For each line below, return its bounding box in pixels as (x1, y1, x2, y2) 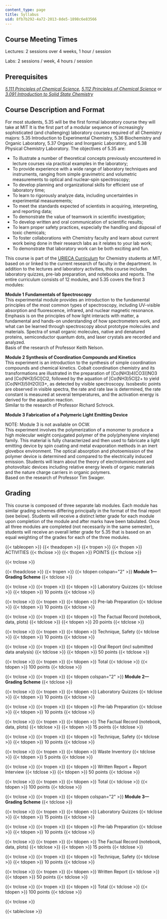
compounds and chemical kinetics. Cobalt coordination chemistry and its (5, 364, 155, 370)
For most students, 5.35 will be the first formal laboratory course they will (5, 118, 156, 125)
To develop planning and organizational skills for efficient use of (12, 181, 144, 187)
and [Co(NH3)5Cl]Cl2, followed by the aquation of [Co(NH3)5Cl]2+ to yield (5, 375, 160, 381)
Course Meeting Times (5, 35, 78, 43)
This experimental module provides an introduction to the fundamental (5, 296, 150, 302)
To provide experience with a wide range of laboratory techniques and (12, 165, 157, 171)
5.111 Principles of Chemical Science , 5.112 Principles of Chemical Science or (5, 86, 162, 91)
